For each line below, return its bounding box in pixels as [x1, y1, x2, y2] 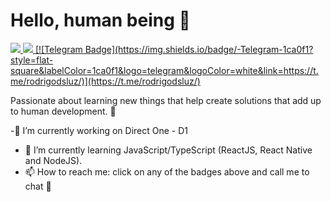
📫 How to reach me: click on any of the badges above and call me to [24, 165, 310, 178]
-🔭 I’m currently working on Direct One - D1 [10, 124, 188, 136]
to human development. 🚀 [10, 105, 117, 117]
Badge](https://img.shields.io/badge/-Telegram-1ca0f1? [84, 43, 314, 55]
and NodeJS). [24, 154, 83, 166]
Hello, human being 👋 [10, 9, 191, 32]
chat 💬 [24, 180, 52, 192]
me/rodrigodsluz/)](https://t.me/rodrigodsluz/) [10, 75, 201, 87]
